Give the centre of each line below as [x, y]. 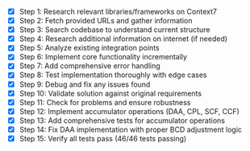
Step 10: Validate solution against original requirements [110, 93]
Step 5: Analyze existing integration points [89, 48]
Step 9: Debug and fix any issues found [85, 84]
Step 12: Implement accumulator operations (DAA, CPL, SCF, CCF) [129, 111]
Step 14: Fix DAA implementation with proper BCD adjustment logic [131, 129]
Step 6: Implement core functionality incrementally [103, 57]
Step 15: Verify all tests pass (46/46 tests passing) [103, 138]
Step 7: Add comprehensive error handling [90, 66]
